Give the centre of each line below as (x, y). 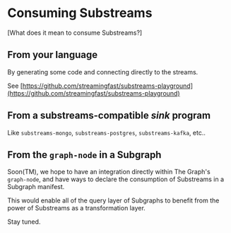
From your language (52, 55)
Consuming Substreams (80, 13)
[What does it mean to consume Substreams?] (75, 33)
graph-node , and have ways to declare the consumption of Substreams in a (116, 179)
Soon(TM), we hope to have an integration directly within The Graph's (109, 172)
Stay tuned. (24, 222)
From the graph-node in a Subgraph (84, 155)
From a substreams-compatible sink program (109, 116)
